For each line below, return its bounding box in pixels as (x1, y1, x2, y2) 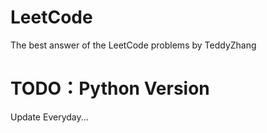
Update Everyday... (10, 111, 89, 123)
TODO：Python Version (10, 77, 210, 100)
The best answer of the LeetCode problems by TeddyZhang (10, 39, 257, 51)
